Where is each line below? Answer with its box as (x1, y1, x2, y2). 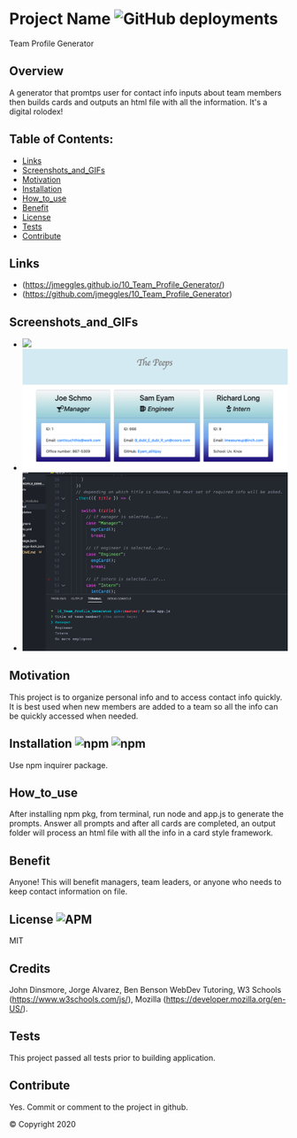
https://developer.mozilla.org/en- (165, 994, 286, 1004)
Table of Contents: (9, 132, 114, 147)
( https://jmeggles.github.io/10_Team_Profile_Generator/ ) (21, 280, 225, 290)
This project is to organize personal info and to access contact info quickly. (9, 691, 283, 703)
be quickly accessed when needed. (9, 711, 139, 721)
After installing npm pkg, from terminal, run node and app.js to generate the (9, 809, 285, 819)
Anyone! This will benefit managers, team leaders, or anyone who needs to (9, 877, 282, 888)
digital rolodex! (9, 106, 64, 117)
